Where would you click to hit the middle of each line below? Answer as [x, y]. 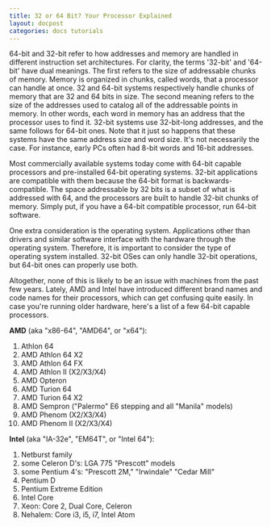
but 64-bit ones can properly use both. [74, 265]
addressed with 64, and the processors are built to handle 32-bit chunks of [134, 198]
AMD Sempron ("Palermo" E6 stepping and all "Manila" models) [127, 406]
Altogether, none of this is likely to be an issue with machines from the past [134, 281]
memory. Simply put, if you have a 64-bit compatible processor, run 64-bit [133, 207]
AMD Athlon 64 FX [52, 363]
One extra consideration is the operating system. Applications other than [130, 231]
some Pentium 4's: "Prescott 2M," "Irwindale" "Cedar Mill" [118, 472]
